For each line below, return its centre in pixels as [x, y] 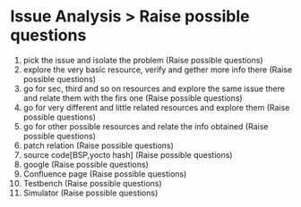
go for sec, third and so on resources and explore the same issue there [154, 88]
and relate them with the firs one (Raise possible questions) [133, 98]
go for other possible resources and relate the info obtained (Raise [146, 126]
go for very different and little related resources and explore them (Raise [156, 107]
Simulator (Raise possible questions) [90, 193]
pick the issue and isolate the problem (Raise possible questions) [143, 60]
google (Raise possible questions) [86, 164]
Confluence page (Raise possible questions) [105, 174]
